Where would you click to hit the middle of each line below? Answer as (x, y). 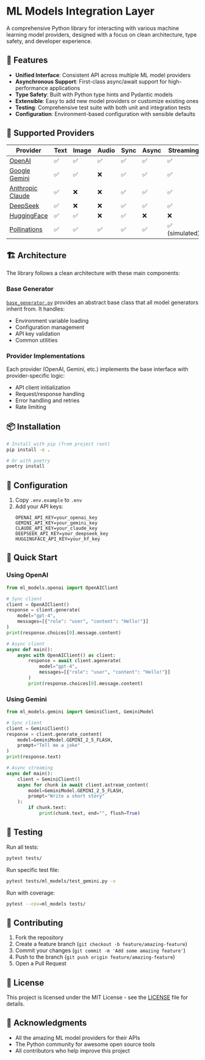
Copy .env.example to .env (49, 500)
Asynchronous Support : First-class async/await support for (91, 81)
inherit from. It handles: (36, 309)
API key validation (38, 333)
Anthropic (23, 188)
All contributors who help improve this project (72, 1050)
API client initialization (43, 387)
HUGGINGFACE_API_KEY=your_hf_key (58, 539)
